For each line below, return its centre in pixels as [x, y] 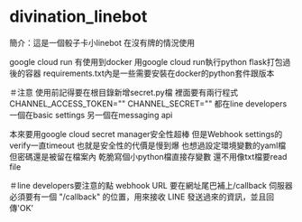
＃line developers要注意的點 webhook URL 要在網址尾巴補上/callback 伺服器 [151, 185]
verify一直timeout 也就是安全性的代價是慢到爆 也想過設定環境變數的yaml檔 [148, 145]
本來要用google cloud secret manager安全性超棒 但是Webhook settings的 [146, 134]
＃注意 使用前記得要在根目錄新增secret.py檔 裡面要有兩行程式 [124, 92]
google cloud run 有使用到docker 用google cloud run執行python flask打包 [146, 61]
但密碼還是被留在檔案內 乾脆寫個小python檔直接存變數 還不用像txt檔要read [148, 156]
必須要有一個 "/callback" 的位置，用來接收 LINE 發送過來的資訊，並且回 [142, 197]
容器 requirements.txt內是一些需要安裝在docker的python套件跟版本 [150, 73]
